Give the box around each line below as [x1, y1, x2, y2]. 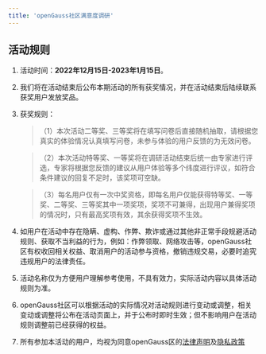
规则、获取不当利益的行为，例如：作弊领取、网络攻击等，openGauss [19, 236, 245, 247]
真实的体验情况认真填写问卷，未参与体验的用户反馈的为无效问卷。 [39, 136, 256, 146]
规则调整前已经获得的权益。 [19, 320, 111, 330]
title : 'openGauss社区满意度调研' [8, 11, 114, 20]
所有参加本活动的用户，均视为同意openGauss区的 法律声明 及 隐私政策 [19, 337, 245, 347]
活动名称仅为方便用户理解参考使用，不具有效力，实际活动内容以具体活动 [19, 274, 256, 283]
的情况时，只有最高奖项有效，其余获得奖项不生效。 [39, 210, 207, 220]
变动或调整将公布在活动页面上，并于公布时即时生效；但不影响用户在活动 [19, 310, 256, 320]
